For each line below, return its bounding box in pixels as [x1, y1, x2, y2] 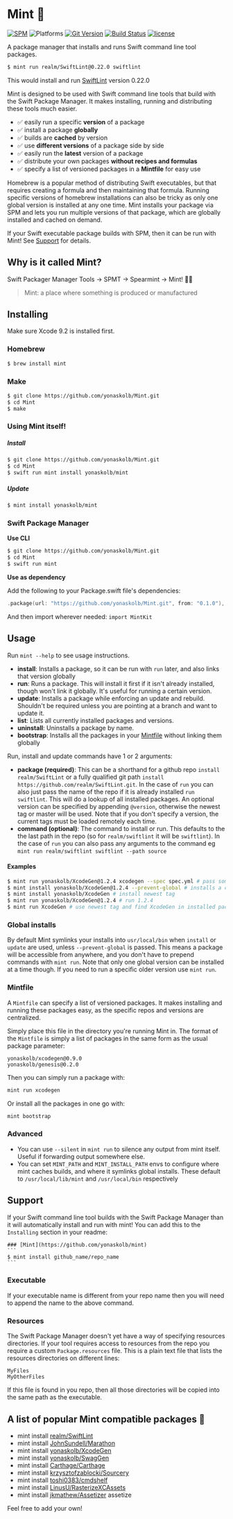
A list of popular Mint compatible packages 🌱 [7, 1413, 205, 1425]
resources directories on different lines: [7, 1354, 120, 1363]
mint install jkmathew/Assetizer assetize [17, 1491, 132, 1499]
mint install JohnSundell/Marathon [17, 1438, 116, 1447]
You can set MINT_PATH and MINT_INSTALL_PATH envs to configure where [17, 1160, 220, 1168]
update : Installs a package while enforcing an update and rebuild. [17, 694, 205, 703]
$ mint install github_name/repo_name [7, 1254, 119, 1261]
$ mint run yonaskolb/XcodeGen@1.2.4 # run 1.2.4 [7, 897, 154, 904]
